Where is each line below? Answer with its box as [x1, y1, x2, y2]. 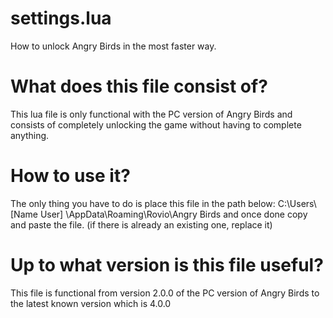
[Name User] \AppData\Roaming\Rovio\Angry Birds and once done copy [10, 208, 308, 220]
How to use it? [10, 165, 131, 187]
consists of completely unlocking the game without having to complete [10, 118, 302, 131]
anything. [10, 129, 50, 141]
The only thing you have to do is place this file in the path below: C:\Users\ [10, 197, 317, 209]
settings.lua [10, 7, 112, 30]
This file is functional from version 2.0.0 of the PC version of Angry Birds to [10, 287, 320, 299]
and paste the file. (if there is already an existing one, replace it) [10, 218, 273, 231]
